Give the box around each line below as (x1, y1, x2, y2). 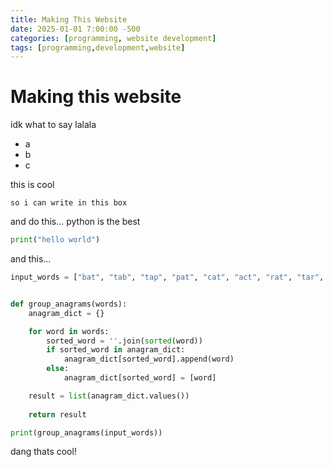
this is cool (10, 179, 55, 191)
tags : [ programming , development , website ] (10, 42, 186, 53)
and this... (10, 253, 52, 265)
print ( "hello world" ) (10, 235, 101, 245)
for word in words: (28, 326, 110, 336)
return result (28, 409, 87, 420)
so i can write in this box (10, 198, 128, 208)
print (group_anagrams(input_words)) (10, 427, 163, 438)
